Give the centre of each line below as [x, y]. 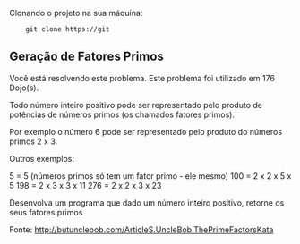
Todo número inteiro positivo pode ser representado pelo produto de [136, 105]
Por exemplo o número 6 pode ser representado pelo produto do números [146, 131]
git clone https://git [68, 29]
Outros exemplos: [42, 158]
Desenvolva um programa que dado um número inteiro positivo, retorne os [147, 202]
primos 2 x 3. [34, 141]
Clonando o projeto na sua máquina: [76, 13]
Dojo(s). [24, 88]
